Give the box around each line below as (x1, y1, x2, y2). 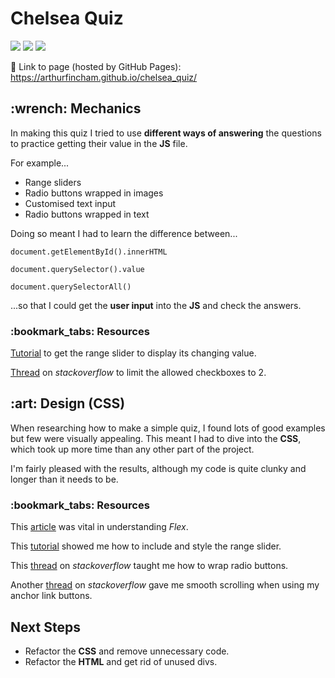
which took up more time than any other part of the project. (10, 443, 255, 455)
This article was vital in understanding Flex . (10, 521, 189, 533)
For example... (10, 157, 70, 169)
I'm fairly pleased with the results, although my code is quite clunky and (10, 462, 307, 474)
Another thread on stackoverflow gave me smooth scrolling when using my (10, 579, 320, 591)
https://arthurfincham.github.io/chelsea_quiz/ (10, 71, 198, 83)
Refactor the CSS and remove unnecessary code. (24, 645, 230, 657)
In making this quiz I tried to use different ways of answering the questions (10, 127, 322, 139)
